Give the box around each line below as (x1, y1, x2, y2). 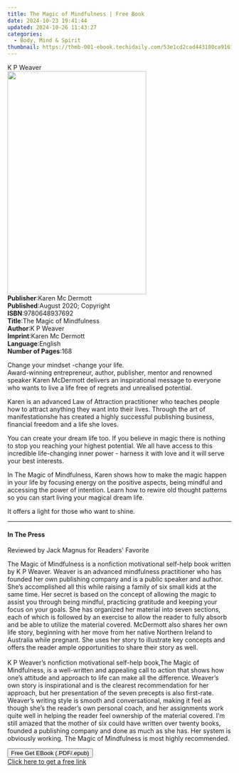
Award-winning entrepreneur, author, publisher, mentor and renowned (7, 368, 213, 377)
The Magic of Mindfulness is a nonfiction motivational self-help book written (7, 560, 231, 568)
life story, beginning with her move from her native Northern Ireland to (7, 628, 213, 637)
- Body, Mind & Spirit (14, 37, 81, 44)
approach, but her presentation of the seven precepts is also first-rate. (7, 689, 214, 697)
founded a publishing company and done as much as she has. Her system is (7, 727, 231, 735)
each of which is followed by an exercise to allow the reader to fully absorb (7, 613, 228, 622)
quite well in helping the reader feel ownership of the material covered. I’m (7, 712, 225, 720)
